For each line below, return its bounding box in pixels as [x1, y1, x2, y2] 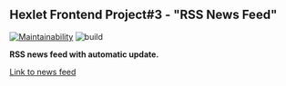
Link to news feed [9, 66, 77, 77]
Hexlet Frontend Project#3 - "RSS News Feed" [9, 7, 278, 23]
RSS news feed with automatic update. [9, 49, 159, 60]
